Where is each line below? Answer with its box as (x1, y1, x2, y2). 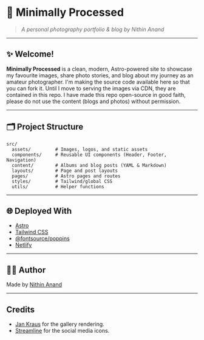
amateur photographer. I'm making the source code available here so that (6, 78, 190, 85)
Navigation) (6, 157, 36, 163)
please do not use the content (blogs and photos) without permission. (6, 97, 181, 105)
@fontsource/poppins (15, 235, 70, 243)
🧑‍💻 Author (6, 264, 46, 275)
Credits (6, 304, 35, 314)
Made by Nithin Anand (6, 281, 63, 288)
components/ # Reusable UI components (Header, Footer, (12, 152, 167, 158)
